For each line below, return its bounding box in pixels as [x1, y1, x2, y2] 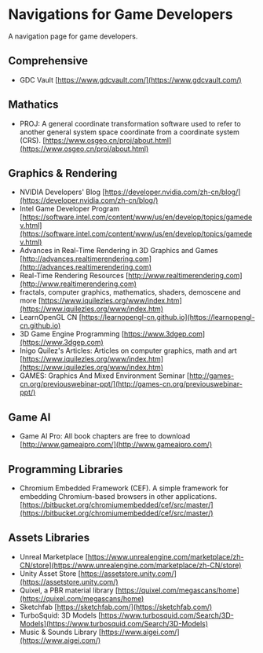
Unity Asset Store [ [19, 568, 81, 578]
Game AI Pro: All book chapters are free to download [19, 431, 191, 441]
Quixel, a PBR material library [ [19, 585, 119, 595]
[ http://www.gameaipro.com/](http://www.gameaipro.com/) [19, 440, 213, 449]
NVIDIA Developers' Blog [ [19, 187, 105, 197]
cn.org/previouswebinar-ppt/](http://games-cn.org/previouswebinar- [19, 380, 243, 389]
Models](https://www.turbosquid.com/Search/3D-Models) [19, 618, 209, 628]
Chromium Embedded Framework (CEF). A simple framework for [19, 483, 229, 493]
